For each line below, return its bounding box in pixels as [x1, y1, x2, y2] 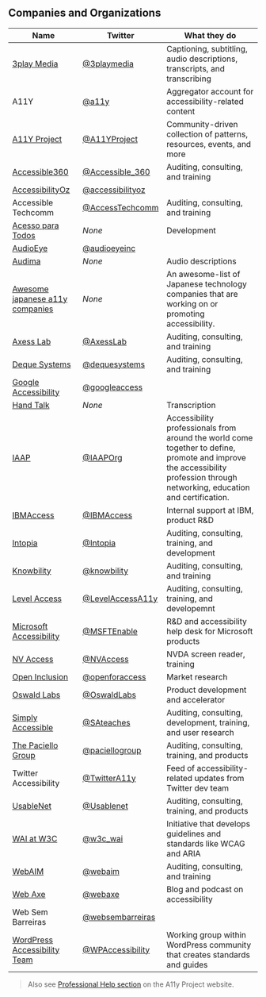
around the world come [165, 432, 253, 443]
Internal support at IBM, [165, 504, 254, 515]
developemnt [165, 602, 215, 614]
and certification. [165, 491, 230, 502]
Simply [12, 712, 38, 723]
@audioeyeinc [82, 242, 136, 253]
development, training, [165, 717, 250, 728]
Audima [12, 256, 41, 267]
